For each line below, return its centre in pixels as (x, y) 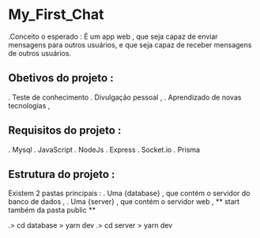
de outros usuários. (40, 53)
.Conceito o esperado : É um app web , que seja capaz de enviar (113, 36)
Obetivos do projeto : (61, 78)
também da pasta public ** (52, 210)
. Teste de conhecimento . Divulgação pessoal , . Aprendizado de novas (125, 97)
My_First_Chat (56, 15)
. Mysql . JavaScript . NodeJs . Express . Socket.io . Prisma (104, 149)
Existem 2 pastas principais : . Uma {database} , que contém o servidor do (129, 193)
